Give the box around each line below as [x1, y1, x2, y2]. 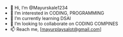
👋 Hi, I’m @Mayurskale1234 [10, 5, 68, 10]
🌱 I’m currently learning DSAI [10, 15, 71, 21]
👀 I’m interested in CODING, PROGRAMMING [10, 10, 105, 16]
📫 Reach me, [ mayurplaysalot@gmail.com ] [10, 26, 102, 32]
